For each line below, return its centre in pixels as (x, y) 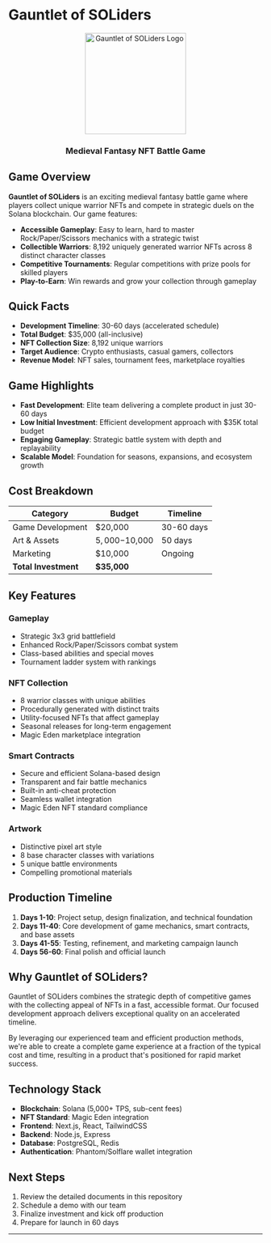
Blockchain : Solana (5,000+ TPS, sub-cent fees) (101, 1109)
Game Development (50, 528)
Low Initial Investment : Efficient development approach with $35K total (139, 422)
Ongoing (177, 554)
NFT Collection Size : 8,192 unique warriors (92, 343)
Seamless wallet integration (66, 800)
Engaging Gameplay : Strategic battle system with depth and (121, 439)
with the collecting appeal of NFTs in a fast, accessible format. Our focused (134, 1005)
